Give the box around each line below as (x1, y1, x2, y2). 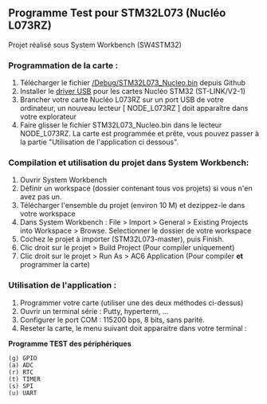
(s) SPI (8, 382, 34, 390)
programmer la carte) (19, 260, 90, 269)
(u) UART (8, 389, 37, 397)
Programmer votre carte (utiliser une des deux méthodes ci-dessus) (19, 298, 244, 308)
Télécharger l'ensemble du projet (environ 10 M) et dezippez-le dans (19, 201, 245, 210)
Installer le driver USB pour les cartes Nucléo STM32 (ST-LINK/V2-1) (19, 87, 245, 96)
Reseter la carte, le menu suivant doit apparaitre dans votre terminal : (19, 323, 247, 333)
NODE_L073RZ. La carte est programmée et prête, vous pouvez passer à (19, 129, 260, 139)
